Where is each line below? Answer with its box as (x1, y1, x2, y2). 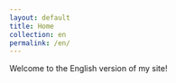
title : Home (9, 22, 54, 31)
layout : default (9, 13, 70, 23)
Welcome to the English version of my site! (9, 63, 168, 74)
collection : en (9, 30, 67, 39)
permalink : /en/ (9, 38, 70, 48)
